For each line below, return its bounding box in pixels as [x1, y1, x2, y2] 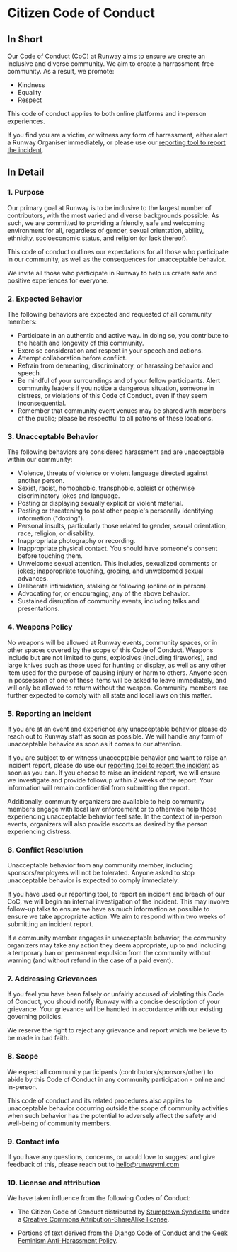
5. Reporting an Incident [7, 708, 92, 718]
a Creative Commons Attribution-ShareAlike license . [17, 1215, 170, 1224]
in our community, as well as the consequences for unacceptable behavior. [7, 255, 226, 263]
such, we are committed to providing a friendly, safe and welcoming [7, 218, 205, 227]
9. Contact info [7, 1137, 60, 1146]
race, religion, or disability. [17, 529, 96, 537]
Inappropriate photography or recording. [17, 537, 136, 545]
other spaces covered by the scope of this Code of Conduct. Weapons [7, 646, 214, 654]
